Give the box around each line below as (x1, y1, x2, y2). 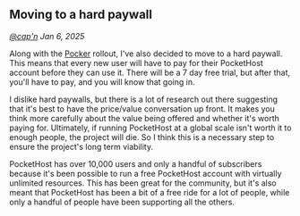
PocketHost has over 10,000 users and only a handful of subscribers (9, 158, 262, 169)
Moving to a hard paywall (9, 7, 152, 22)
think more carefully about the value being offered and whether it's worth (9, 112, 280, 123)
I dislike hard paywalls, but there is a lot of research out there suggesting (9, 94, 279, 104)
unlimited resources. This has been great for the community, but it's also (9, 178, 277, 188)
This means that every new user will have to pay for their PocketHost (9, 57, 264, 68)
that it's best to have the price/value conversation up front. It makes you (9, 103, 276, 114)
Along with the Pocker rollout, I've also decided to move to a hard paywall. (9, 48, 283, 59)
